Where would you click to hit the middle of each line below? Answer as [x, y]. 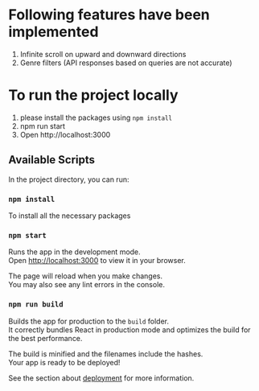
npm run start [43, 126]
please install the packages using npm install [96, 117]
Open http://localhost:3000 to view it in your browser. [97, 261]
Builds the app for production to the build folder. [89, 321]
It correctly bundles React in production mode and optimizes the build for [129, 329]
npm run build [36, 305]
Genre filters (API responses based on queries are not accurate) [126, 63]
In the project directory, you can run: [69, 179]
